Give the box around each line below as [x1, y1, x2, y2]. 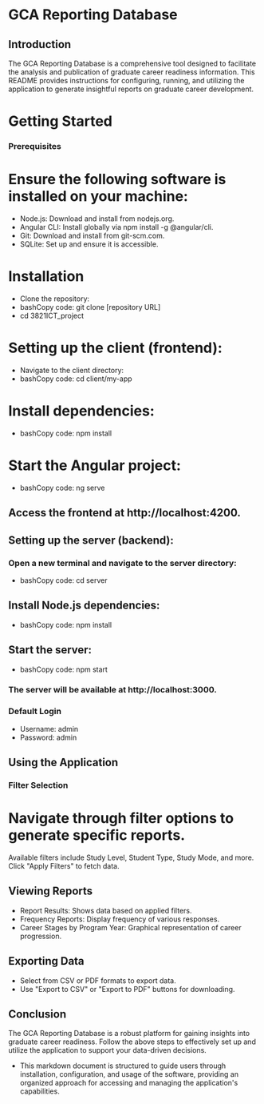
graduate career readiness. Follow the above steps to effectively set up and [8, 1037, 257, 1046]
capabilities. [19, 1086, 60, 1096]
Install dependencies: [8, 402, 156, 420]
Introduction [8, 38, 72, 51]
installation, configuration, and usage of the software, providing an [19, 1070, 239, 1079]
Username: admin [19, 724, 79, 733]
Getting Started [8, 112, 113, 130]
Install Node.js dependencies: [8, 599, 160, 612]
